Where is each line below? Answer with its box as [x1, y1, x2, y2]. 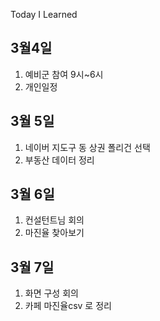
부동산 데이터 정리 [24, 154, 95, 166]
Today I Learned [10, 9, 78, 20]
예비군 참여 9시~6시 [24, 68, 104, 80]
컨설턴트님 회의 [24, 214, 85, 226]
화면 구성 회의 [24, 287, 79, 299]
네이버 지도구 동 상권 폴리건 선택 [24, 141, 151, 153]
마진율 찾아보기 [24, 227, 85, 239]
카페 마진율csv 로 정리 [24, 300, 112, 312]
